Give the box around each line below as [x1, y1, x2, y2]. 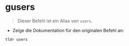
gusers [5, 1, 35, 13]
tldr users [5, 37, 28, 42]
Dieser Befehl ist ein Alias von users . [17, 18, 92, 24]
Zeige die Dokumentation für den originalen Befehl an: [12, 27, 124, 33]
